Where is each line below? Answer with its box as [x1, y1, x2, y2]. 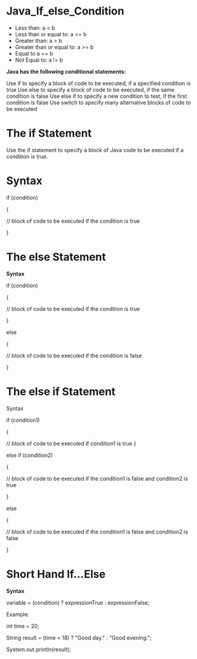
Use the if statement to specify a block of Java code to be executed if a [6, 146, 184, 153]
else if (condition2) [6, 451, 53, 459]
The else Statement [6, 250, 107, 264]
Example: [6, 611, 30, 618]
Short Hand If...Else [6, 567, 106, 581]
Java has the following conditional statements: [6, 68, 127, 75]
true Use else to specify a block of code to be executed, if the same [6, 86, 175, 93]
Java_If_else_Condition [6, 4, 125, 18]
